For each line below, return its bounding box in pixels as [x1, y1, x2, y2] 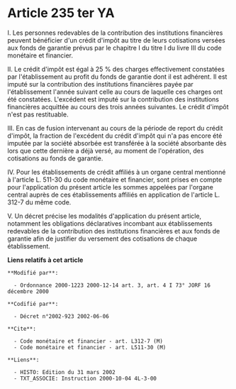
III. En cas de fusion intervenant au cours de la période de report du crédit [7, 124, 223, 132]
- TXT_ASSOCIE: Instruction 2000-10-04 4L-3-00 [13, 375, 157, 382]
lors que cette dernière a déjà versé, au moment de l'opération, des [7, 146, 204, 155]
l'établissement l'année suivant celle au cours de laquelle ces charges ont [7, 87, 223, 96]
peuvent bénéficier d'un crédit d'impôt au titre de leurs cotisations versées [7, 35, 225, 44]
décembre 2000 [7, 287, 50, 295]
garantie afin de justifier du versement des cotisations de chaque [7, 234, 198, 243]
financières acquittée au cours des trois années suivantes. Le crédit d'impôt [7, 102, 229, 111]
